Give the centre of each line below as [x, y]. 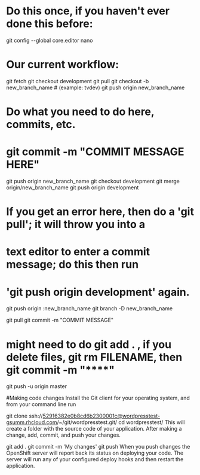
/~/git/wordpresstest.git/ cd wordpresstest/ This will [121, 422]
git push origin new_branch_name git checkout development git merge [93, 181]
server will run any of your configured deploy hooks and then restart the [95, 459]
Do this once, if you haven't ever [88, 11]
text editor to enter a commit [78, 252]
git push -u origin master [37, 386]
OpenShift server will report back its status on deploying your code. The [95, 453]
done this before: [50, 24]
